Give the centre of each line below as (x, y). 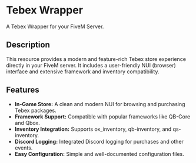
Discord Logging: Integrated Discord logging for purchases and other (99, 141)
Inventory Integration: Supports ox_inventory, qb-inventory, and (93, 129)
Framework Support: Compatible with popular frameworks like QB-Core (102, 116)
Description (28, 45)
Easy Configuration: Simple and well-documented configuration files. (99, 154)
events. (24, 148)
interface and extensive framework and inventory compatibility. (83, 72)
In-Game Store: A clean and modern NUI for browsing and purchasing (100, 104)
